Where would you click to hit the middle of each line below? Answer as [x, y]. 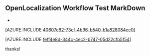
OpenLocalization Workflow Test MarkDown [75, 8]
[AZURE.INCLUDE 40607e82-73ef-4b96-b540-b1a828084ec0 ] [70, 30]
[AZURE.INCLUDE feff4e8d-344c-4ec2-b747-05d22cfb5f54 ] [68, 39]
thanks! [13, 49]
